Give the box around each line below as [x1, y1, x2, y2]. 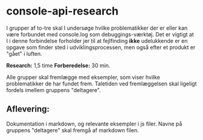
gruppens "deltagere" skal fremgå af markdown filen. [6, 126, 139, 134]
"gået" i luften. [6, 50, 42, 57]
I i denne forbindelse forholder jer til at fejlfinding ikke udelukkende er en [6, 37, 188, 44]
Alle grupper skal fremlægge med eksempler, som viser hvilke [6, 73, 160, 81]
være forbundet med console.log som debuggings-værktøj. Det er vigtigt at [6, 30, 195, 38]
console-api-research [6, 4, 119, 18]
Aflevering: [6, 104, 50, 115]
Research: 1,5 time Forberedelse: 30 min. [6, 62, 111, 69]
